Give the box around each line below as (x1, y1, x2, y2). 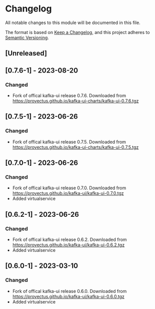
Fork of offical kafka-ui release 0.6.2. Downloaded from (12, 236, 127, 243)
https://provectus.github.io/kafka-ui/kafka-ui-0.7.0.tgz (12, 190, 124, 196)
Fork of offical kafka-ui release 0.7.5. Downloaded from (12, 139, 126, 145)
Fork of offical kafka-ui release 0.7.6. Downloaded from (12, 93, 126, 99)
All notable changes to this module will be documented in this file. (5, 20, 141, 26)
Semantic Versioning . (5, 35, 49, 41)
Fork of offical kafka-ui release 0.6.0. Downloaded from (12, 288, 127, 294)
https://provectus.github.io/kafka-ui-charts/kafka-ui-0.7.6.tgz (12, 98, 139, 104)
